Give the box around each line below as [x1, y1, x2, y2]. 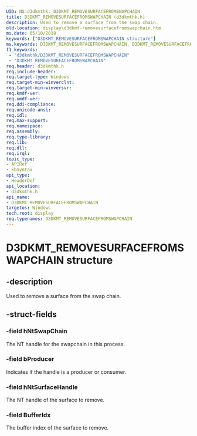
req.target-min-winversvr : [6, 85, 72, 91]
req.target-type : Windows [6, 74, 69, 80]
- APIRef [6, 161, 28, 167]
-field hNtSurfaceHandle [6, 383, 78, 391]
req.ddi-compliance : [6, 101, 57, 107]
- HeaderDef [6, 178, 35, 184]
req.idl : [6, 112, 28, 118]
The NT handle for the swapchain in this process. [6, 340, 125, 347]
